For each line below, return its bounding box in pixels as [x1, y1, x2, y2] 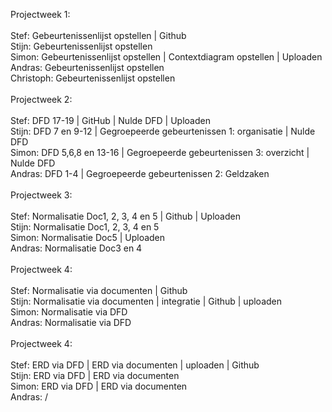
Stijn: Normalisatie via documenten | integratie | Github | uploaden [10, 295, 283, 307]
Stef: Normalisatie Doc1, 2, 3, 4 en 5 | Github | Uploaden [10, 210, 241, 222]
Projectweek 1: [10, 9, 71, 20]
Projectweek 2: [10, 94, 73, 105]
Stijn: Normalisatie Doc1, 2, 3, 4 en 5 [10, 221, 160, 233]
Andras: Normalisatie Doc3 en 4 [10, 242, 143, 254]
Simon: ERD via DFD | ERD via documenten [10, 380, 188, 392]
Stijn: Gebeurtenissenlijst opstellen [10, 40, 153, 52]
